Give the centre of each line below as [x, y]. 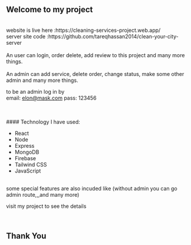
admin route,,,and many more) [43, 194]
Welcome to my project [50, 10]
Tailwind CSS [31, 164]
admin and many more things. [42, 80]
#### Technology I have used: [43, 122]
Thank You [26, 236]
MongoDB [27, 152]
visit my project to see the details [46, 206]
